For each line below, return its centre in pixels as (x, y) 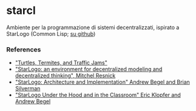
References (24, 49)
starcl (21, 11)
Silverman (28, 89)
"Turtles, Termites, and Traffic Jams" (61, 63)
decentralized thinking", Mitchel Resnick (65, 76)
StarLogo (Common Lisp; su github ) (51, 33)
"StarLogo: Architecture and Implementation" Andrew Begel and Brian (102, 82)
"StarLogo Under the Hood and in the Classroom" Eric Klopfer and (98, 95)
